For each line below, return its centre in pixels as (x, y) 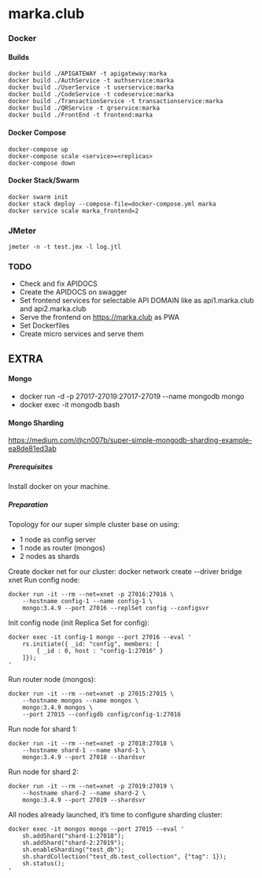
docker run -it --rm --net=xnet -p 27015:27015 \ (91, 694)
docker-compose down (42, 163)
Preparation (28, 504)
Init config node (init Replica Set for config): (79, 623)
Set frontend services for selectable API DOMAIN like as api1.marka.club (137, 301)
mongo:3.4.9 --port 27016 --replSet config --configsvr (116, 608)
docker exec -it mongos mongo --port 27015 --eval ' (96, 829)
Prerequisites (31, 466)
